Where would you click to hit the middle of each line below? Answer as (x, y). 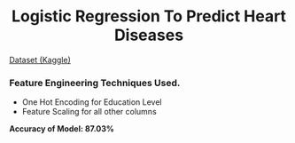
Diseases (149, 35)
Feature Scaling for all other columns (89, 112)
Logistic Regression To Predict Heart (149, 16)
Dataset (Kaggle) (40, 60)
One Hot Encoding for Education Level (92, 102)
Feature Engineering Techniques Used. (95, 83)
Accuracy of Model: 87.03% (62, 129)
